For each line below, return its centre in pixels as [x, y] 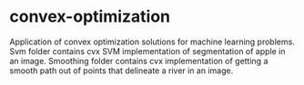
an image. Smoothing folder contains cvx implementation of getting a [139, 61]
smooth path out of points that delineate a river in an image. [122, 71]
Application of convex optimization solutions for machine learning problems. [152, 42]
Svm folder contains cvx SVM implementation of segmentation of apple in [147, 51]
